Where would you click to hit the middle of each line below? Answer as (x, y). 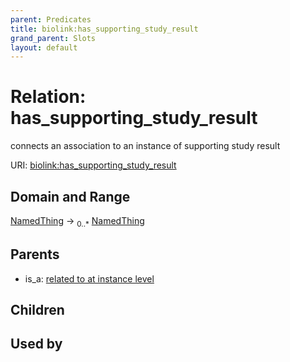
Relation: (48, 97)
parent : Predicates (51, 19)
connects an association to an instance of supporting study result (145, 146)
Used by (36, 344)
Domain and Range (70, 196)
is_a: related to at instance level (89, 278)
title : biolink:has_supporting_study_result (104, 29)
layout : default (44, 47)
